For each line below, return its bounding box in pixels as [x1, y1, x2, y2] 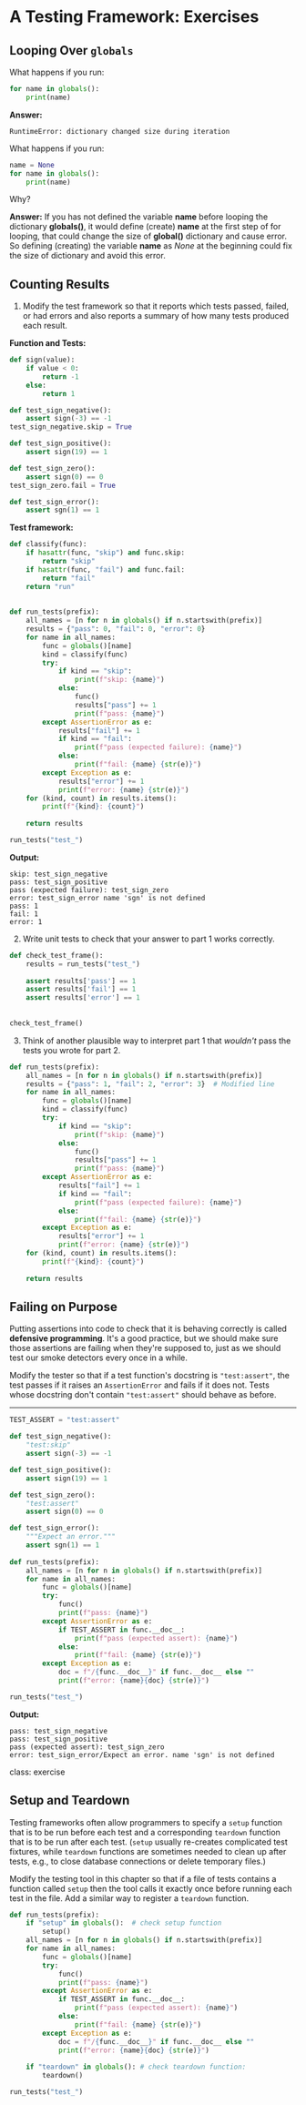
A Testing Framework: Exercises [9, 6, 260, 27]
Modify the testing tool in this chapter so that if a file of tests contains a [9, 1873, 277, 1884]
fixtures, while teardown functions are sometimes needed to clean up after [9, 1846, 287, 1856]
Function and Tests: [9, 338, 87, 349]
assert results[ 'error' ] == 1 [25, 993, 141, 1002]
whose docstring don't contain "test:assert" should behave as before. [9, 1389, 277, 1400]
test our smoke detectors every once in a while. [9, 1352, 189, 1363]
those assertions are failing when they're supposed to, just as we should [9, 1343, 281, 1354]
